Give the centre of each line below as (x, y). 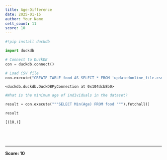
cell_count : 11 (21, 24)
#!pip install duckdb (28, 42)
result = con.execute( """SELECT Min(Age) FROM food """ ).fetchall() (78, 105)
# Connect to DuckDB (27, 59)
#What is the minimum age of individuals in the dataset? (66, 95)
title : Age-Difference (29, 10)
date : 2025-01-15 (23, 14)
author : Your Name (24, 19)
